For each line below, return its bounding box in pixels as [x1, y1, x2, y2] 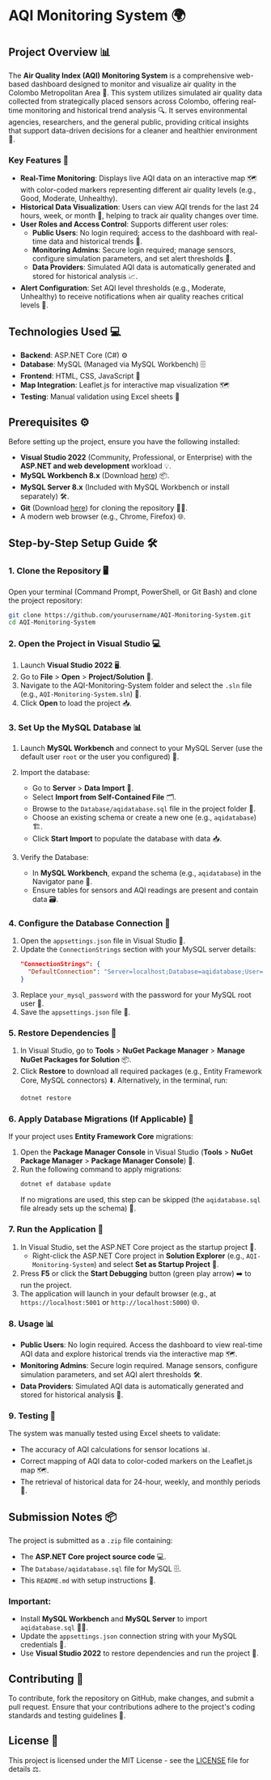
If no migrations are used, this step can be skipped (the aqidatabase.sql [19, 1195, 261, 1205]
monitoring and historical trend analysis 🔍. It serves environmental [24, 106, 248, 115]
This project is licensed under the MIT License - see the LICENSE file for [8, 1755, 249, 1765]
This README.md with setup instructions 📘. [19, 1575, 156, 1585]
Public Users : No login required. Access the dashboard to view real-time [19, 1340, 263, 1350]
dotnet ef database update [19, 1180, 112, 1189]
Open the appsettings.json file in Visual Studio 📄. [19, 936, 186, 946]
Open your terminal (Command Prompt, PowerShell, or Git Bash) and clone [8, 587, 257, 596]
